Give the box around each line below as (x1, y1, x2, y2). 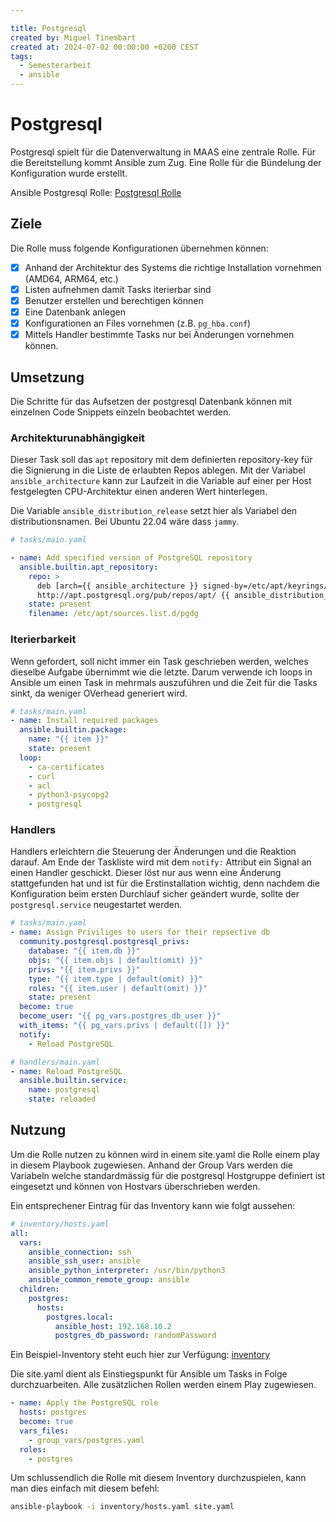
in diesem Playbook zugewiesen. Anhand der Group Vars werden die (10, 1159, 294, 1171)
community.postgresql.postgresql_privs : (19, 937, 190, 947)
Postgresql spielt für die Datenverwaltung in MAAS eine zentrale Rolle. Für (10, 146, 317, 158)
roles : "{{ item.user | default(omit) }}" (28, 983, 208, 993)
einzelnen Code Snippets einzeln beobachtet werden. (10, 406, 232, 418)
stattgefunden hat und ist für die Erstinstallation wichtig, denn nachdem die (10, 877, 320, 890)
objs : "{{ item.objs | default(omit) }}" (28, 955, 203, 965)
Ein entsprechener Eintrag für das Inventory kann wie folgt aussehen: (10, 1199, 296, 1211)
